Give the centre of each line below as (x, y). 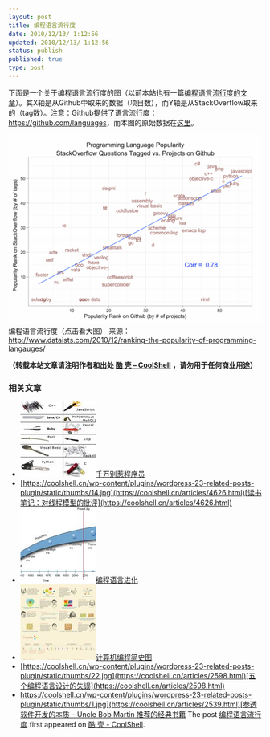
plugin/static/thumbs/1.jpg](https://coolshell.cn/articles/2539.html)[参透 (138, 704)
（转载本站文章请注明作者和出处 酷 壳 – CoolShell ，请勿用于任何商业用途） (133, 364)
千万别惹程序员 (120, 474)
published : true (35, 59)
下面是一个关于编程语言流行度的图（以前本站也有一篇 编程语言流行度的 (125, 92)
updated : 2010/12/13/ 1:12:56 (59, 43)
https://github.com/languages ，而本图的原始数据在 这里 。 (103, 122)
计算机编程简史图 (124, 658)
